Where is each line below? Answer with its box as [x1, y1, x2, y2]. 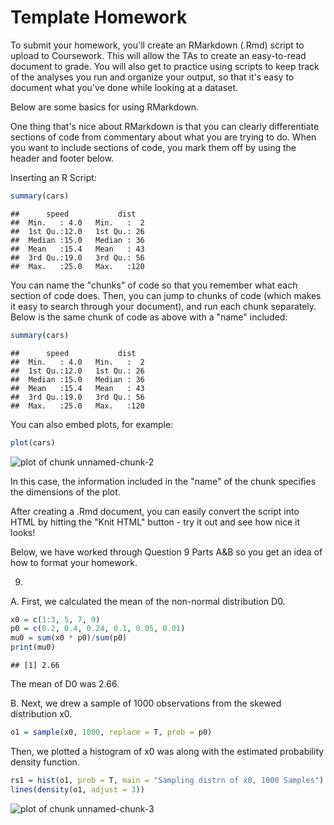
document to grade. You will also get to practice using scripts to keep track [10, 60, 320, 72]
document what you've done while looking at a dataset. [10, 81, 239, 93]
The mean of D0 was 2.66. [10, 678, 120, 690]
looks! [10, 526, 36, 538]
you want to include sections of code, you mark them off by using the [10, 141, 297, 153]
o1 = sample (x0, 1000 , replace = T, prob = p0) [10, 727, 213, 738]
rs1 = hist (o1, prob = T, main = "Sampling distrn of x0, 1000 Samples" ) [10, 775, 325, 785]
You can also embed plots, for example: [10, 418, 174, 430]
